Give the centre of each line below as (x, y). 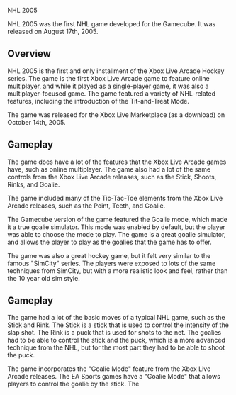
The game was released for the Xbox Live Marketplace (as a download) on (116, 115)
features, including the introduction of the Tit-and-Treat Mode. (99, 101)
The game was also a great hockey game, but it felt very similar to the (109, 255)
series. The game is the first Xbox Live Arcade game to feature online (109, 78)
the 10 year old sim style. (44, 278)
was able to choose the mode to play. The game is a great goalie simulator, (117, 234)
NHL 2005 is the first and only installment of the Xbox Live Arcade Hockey (116, 71)
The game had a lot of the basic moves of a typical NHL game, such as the (116, 318)
